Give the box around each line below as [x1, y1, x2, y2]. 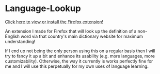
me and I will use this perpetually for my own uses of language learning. [5, 63, 149, 69]
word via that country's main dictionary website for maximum [20, 33, 143, 39]
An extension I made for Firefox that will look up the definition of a [5, 28, 137, 34]
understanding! [5, 38, 35, 44]
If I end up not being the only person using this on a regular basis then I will [5, 48, 155, 54]
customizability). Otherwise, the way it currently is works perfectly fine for [5, 58, 153, 64]
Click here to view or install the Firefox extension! [5, 19, 103, 25]
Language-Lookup [5, 3, 81, 14]
